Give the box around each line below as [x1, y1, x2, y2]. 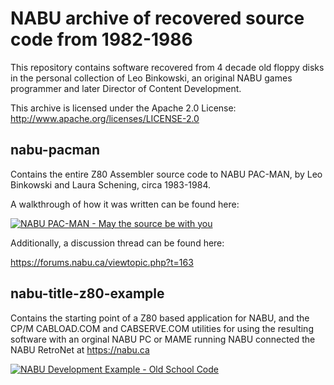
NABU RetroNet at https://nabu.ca [10, 343, 150, 356]
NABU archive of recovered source [10, 7, 305, 30]
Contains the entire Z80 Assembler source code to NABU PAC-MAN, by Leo [10, 168, 323, 180]
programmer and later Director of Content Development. [10, 82, 242, 94]
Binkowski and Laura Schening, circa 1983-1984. [10, 178, 211, 191]
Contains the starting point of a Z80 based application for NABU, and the [10, 312, 310, 324]
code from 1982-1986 [10, 28, 193, 51]
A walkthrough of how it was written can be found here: [10, 198, 240, 210]
